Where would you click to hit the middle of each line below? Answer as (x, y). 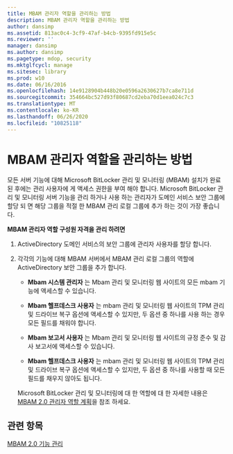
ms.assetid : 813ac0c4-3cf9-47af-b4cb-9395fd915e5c (82, 33)
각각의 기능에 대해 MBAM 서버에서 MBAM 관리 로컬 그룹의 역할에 (105, 259)
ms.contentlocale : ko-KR (43, 110)
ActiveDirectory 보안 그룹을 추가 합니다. (72, 268)
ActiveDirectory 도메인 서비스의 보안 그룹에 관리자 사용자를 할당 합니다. (114, 244)
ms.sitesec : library (37, 71)
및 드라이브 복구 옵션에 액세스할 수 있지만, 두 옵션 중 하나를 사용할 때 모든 (126, 370)
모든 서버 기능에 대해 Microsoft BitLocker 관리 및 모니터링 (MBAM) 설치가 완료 (114, 180)
